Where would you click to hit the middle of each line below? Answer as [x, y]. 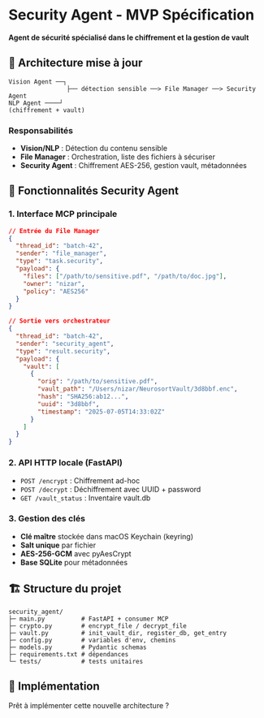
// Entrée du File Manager [54, 231]
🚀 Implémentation [54, 687]
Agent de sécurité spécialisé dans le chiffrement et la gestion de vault [129, 37]
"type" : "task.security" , [60, 262]
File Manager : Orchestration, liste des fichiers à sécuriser [117, 157]
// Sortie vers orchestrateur [60, 321]
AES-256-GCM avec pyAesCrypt [76, 553]
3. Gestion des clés [47, 519]
